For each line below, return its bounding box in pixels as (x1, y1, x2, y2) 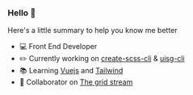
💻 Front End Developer (19, 42, 98, 52)
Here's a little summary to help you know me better (7, 26, 178, 35)
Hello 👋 (7, 7, 36, 19)
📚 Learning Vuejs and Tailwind (19, 66, 124, 76)
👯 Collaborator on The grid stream (19, 77, 133, 87)
